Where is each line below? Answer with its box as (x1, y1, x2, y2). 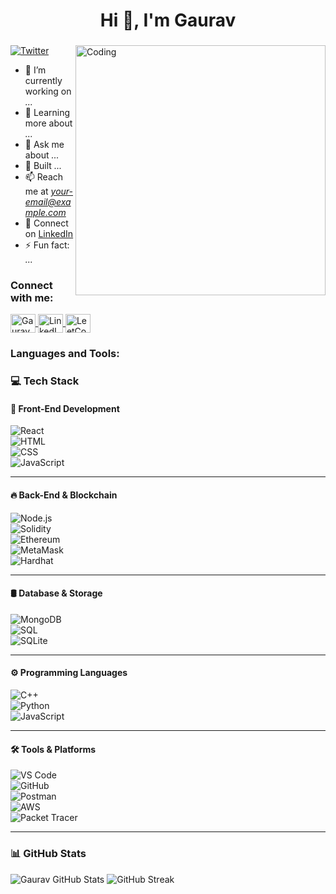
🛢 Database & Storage (10, 587, 103, 599)
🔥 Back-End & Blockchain (10, 489, 118, 501)
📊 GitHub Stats (10, 847, 87, 861)
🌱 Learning (24, 107, 71, 119)
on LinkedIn (24, 228, 74, 240)
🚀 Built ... (24, 160, 62, 172)
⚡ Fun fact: (24, 239, 70, 251)
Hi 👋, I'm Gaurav (99, 9, 237, 32)
